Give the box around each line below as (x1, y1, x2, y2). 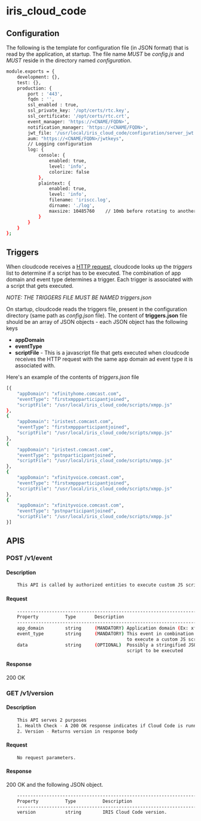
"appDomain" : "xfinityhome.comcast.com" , (17, 391, 121, 397)
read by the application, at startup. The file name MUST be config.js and (6, 50, 184, 58)
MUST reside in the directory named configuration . (6, 57, 132, 64)
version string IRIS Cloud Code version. (17, 810, 167, 816)
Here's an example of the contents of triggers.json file (6, 374, 139, 381)
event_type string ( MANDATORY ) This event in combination (17, 631, 194, 637)
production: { (17, 85, 52, 91)
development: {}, (17, 74, 60, 80)
